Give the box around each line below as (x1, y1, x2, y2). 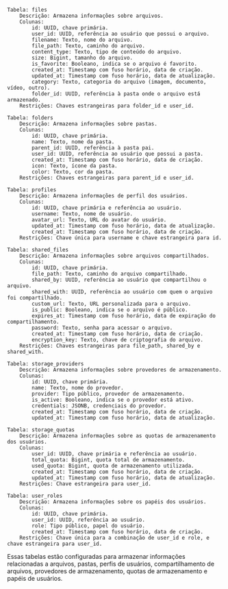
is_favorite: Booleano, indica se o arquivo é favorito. (31, 60, 197, 67)
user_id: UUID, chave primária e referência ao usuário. (31, 450, 197, 457)
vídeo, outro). (7, 84, 51, 91)
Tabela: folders (7, 115, 53, 121)
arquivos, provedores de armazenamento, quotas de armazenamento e (7, 567, 207, 575)
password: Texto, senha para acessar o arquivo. (31, 324, 173, 331)
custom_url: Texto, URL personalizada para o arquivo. (31, 300, 192, 307)
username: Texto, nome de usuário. (31, 211, 134, 217)
